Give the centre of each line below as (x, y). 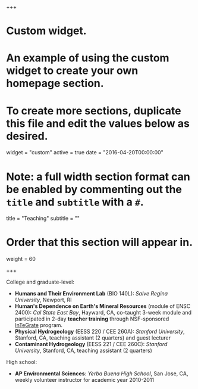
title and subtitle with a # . (75, 202)
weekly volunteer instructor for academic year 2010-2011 (84, 380)
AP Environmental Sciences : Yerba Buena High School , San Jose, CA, (101, 374)
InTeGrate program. (39, 325)
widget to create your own (72, 71)
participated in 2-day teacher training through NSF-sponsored (92, 319)
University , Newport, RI (43, 300)
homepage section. (55, 83)
